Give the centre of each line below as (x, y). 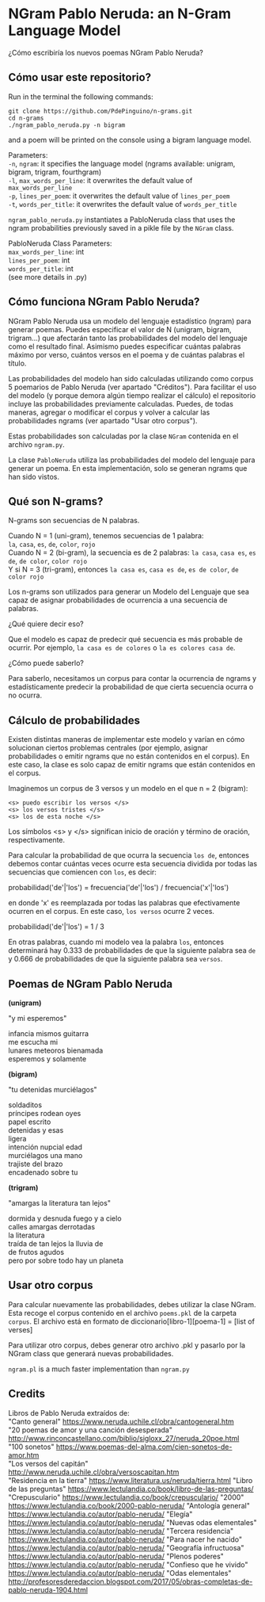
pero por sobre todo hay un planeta (66, 1260)
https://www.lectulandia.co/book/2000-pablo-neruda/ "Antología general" (129, 1505)
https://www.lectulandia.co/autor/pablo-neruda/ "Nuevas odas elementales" (132, 1522)
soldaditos (25, 1105)
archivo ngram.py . (36, 444)
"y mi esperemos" (38, 1018)
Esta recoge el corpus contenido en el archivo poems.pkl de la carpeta (123, 1313)
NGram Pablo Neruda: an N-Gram (120, 14)
